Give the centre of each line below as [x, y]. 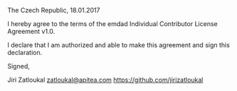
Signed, [19, 66]
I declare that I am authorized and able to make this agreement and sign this [118, 45]
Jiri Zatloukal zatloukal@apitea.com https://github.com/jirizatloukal [105, 80]
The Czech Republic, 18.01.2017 [54, 10]
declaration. [25, 53]
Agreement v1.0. [31, 31]
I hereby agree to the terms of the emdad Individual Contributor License [113, 24]
